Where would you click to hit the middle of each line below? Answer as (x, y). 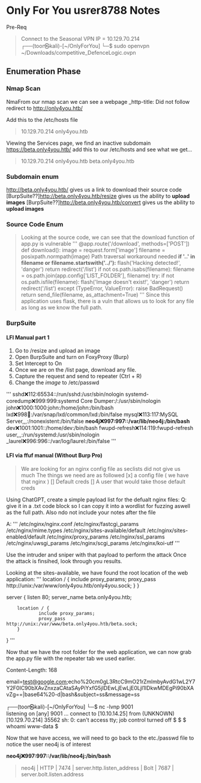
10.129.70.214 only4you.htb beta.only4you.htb (78, 161)
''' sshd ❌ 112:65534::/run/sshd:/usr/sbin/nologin (65, 395)
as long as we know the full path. (62, 307)
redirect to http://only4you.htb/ (44, 108)
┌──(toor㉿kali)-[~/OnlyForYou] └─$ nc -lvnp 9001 (70, 707)
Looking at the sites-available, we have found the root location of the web (97, 573)
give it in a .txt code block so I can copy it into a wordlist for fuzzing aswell (98, 506)
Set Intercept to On (38, 363)
